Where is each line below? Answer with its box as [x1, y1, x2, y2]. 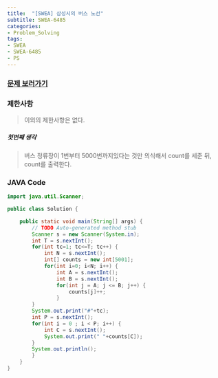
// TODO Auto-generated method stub [32, 224, 137, 231]
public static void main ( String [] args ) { [19, 218, 143, 225]
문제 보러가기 [7, 78, 48, 88]
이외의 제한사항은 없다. [23, 115, 85, 124]
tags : [7, 36, 23, 43]
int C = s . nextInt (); [43, 326, 107, 333]
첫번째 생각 [7, 133, 36, 141]
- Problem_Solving [7, 29, 60, 36]
